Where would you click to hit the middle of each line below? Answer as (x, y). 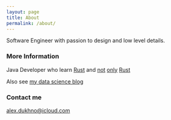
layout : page (23, 12)
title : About (23, 18)
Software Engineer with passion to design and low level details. (86, 41)
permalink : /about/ (31, 23)
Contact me (24, 97)
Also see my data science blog (45, 81)
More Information (33, 57)
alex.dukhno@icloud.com (38, 110)
